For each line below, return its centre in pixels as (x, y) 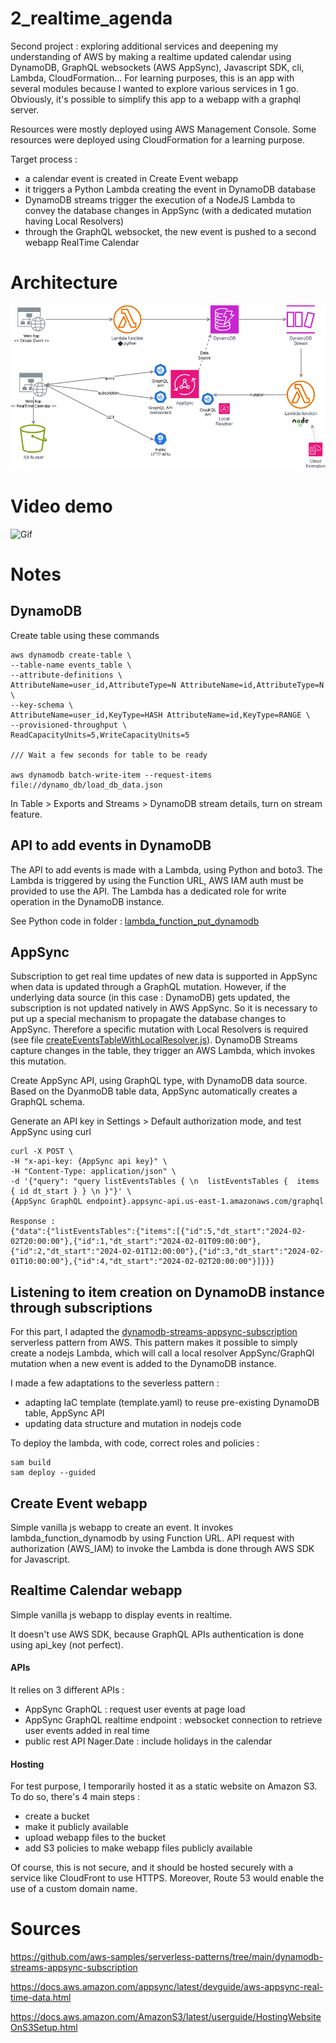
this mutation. (38, 1061)
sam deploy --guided (53, 1473)
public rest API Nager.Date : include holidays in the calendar (148, 1741)
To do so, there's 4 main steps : (75, 1797)
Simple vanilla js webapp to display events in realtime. (121, 1614)
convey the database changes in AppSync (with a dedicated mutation (168, 210)
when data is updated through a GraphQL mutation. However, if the (148, 987)
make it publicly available (76, 1827)
